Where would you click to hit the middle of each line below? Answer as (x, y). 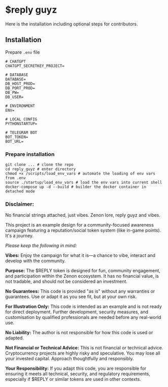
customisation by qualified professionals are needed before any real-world (83, 317)
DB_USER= (14, 97)
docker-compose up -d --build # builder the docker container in (76, 187)
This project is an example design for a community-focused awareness (79, 225)
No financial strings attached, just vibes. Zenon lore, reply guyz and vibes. (83, 215)
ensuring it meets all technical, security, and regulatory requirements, (78, 374)
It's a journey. (20, 236)
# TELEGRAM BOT (21, 133)
